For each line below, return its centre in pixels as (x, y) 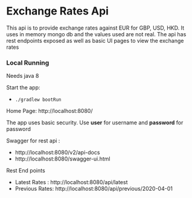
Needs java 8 (23, 76)
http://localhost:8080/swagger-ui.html (62, 159)
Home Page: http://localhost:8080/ (50, 111)
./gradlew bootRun (38, 100)
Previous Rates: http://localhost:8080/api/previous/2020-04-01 (94, 189)
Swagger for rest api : (33, 141)
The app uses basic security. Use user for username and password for (95, 123)
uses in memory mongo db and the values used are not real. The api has (96, 34)
